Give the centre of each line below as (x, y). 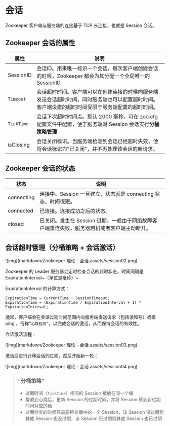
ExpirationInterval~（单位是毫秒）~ (42, 278)
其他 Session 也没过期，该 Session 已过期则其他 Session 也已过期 (94, 418)
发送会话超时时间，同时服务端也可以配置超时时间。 (97, 99)
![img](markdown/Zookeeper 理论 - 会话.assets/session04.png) (71, 367)
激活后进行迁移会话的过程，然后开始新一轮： (52, 356)
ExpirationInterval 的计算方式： (37, 289)
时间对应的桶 (38, 406)
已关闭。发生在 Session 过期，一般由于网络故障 (96, 220)
